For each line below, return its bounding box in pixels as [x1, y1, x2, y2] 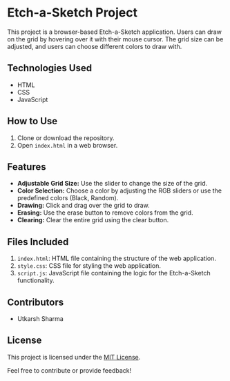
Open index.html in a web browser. [17, 141, 118, 149]
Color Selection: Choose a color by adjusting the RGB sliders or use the [17, 186, 222, 195]
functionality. [17, 276, 55, 284]
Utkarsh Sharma [17, 315, 64, 322]
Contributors [7, 296, 64, 308]
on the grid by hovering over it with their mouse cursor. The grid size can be [7, 35, 224, 43]
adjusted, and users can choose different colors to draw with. [7, 42, 182, 50]
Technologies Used [7, 62, 92, 74]
